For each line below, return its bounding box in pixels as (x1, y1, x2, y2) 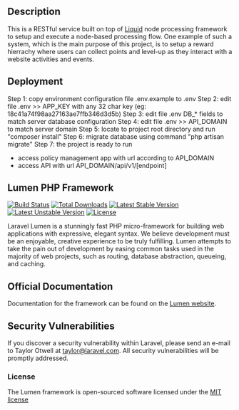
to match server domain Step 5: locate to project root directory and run (7, 125, 215, 133)
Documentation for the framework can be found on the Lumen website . (7, 299, 216, 308)
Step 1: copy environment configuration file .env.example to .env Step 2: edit (7, 94, 232, 102)
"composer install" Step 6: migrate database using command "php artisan (7, 132, 225, 141)
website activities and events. (7, 55, 95, 63)
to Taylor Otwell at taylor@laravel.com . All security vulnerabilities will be (7, 347, 219, 355)
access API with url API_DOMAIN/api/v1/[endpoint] (17, 161, 168, 169)
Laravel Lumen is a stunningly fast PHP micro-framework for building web (7, 222, 225, 231)
